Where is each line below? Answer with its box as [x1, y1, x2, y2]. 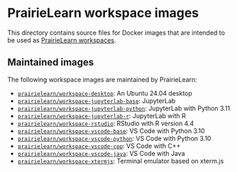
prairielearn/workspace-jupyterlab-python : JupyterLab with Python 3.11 [17, 104, 231, 113]
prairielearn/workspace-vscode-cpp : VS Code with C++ [17, 142, 181, 150]
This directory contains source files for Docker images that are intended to [7, 28, 226, 37]
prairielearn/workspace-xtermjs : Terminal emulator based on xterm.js [17, 156, 224, 165]
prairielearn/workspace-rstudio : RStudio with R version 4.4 [17, 119, 194, 127]
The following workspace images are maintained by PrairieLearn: [7, 75, 197, 84]
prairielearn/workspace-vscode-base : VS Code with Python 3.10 [17, 126, 205, 135]
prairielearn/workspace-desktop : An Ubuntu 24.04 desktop [17, 88, 193, 97]
